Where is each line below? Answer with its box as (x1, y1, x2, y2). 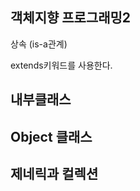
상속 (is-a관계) (10, 38, 68, 50)
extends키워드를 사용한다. (10, 59, 113, 71)
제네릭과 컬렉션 (10, 165, 99, 182)
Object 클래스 (10, 128, 93, 145)
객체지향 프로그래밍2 (10, 9, 132, 27)
